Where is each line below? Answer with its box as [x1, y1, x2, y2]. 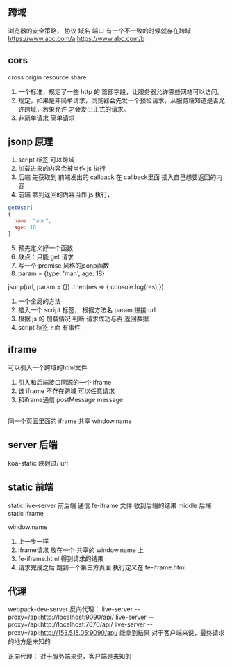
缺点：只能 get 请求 [17, 252, 74, 261]
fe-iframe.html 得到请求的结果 [17, 554, 103, 562]
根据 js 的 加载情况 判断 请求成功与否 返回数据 [17, 314, 149, 323]
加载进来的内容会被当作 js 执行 [17, 164, 106, 173]
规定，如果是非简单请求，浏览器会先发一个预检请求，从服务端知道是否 [17, 96, 219, 105]
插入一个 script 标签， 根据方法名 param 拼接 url [17, 305, 156, 314]
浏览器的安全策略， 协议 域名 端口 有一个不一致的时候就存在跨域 [8, 26, 192, 35]
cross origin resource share [8, 72, 87, 82]
